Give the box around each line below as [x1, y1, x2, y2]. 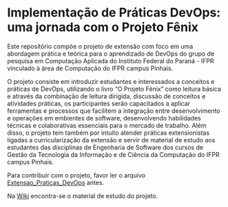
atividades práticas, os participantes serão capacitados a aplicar [7, 99, 191, 107]
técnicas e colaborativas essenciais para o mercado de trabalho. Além [7, 121, 207, 129]
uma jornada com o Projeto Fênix [7, 19, 198, 35]
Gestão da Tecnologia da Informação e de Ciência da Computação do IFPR [7, 150, 220, 159]
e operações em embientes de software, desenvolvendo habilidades [7, 113, 201, 122]
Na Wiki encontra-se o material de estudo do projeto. [7, 191, 158, 200]
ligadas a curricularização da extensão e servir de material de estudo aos [7, 135, 216, 144]
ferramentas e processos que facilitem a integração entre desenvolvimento [7, 107, 220, 115]
